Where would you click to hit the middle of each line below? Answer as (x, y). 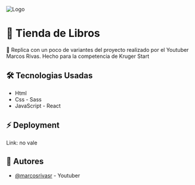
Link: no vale (22, 143)
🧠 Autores (25, 161)
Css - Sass (28, 99)
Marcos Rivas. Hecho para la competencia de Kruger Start (78, 56)
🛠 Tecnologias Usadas (49, 75)
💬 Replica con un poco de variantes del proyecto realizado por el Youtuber (97, 50)
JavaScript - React (38, 106)
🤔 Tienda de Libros (53, 33)
